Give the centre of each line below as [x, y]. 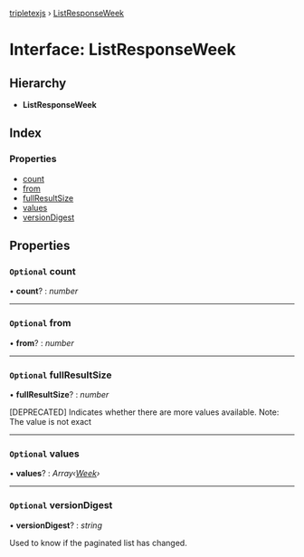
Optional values [44, 454]
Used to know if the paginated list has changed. [98, 543]
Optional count [43, 271]
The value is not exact [51, 421]
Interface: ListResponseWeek [123, 50]
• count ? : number [44, 291]
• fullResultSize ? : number [59, 394]
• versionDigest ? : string [56, 525]
